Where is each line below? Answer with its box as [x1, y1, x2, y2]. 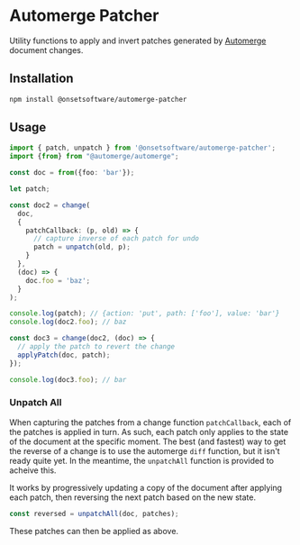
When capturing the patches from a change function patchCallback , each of [9, 416, 292, 428]
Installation [9, 71, 74, 86]
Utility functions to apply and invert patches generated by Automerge [9, 35, 267, 46]
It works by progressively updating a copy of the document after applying [9, 482, 282, 493]
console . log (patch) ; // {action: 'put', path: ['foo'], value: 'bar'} [9, 309, 280, 318]
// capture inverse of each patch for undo [32, 234, 200, 243]
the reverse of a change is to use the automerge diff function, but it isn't [9, 445, 281, 456]
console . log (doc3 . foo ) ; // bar [9, 375, 127, 384]
